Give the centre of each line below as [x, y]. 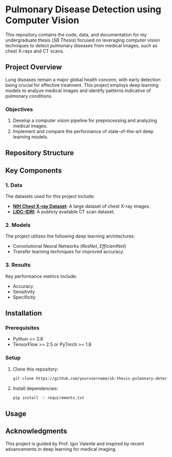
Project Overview [34, 67]
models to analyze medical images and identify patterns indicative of [78, 90]
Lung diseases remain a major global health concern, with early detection [83, 79]
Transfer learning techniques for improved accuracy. [68, 252]
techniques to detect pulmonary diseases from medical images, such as [81, 45]
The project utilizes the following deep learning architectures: [70, 236]
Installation [24, 313]
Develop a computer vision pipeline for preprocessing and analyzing [85, 121]
